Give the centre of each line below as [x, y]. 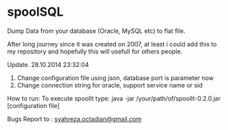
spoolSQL [35, 12]
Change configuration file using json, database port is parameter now [115, 78]
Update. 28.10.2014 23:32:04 [48, 64]
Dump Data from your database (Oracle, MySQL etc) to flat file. [96, 31]
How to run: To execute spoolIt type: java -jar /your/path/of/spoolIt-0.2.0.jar [114, 98]
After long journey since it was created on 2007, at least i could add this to [112, 44]
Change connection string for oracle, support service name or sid [110, 85]
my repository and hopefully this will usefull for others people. [95, 51]
